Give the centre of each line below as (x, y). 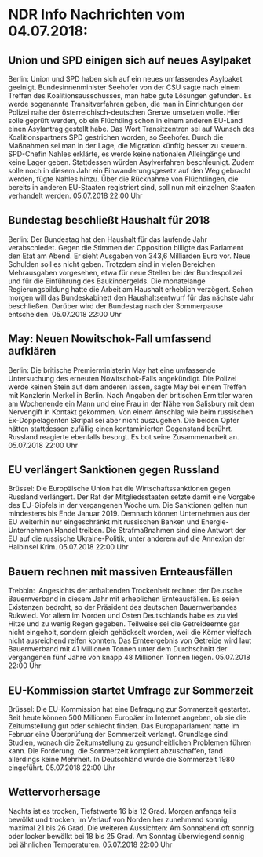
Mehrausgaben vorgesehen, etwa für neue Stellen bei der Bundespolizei (125, 272)
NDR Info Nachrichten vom (97, 15)
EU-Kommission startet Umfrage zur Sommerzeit (131, 690)
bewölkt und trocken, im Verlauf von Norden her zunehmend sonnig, (119, 819)
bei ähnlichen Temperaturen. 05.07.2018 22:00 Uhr (90, 844)
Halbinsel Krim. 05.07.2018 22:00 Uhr (68, 547)
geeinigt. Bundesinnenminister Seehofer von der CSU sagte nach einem (124, 87)
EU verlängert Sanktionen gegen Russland (114, 470)
